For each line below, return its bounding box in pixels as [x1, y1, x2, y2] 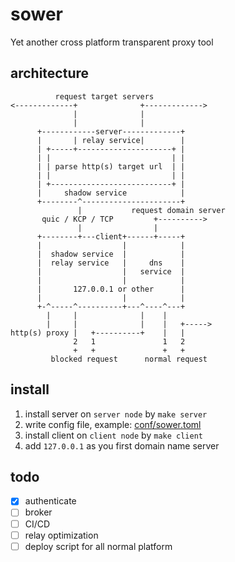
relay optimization [24, 529, 99, 541]
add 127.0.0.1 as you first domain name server [24, 439, 220, 452]
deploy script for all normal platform [24, 540, 173, 552]
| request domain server [77, 205, 226, 215]
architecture [10, 65, 90, 82]
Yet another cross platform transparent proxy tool [10, 36, 214, 48]
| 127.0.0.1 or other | [36, 284, 186, 294]
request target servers [54, 91, 155, 102]
